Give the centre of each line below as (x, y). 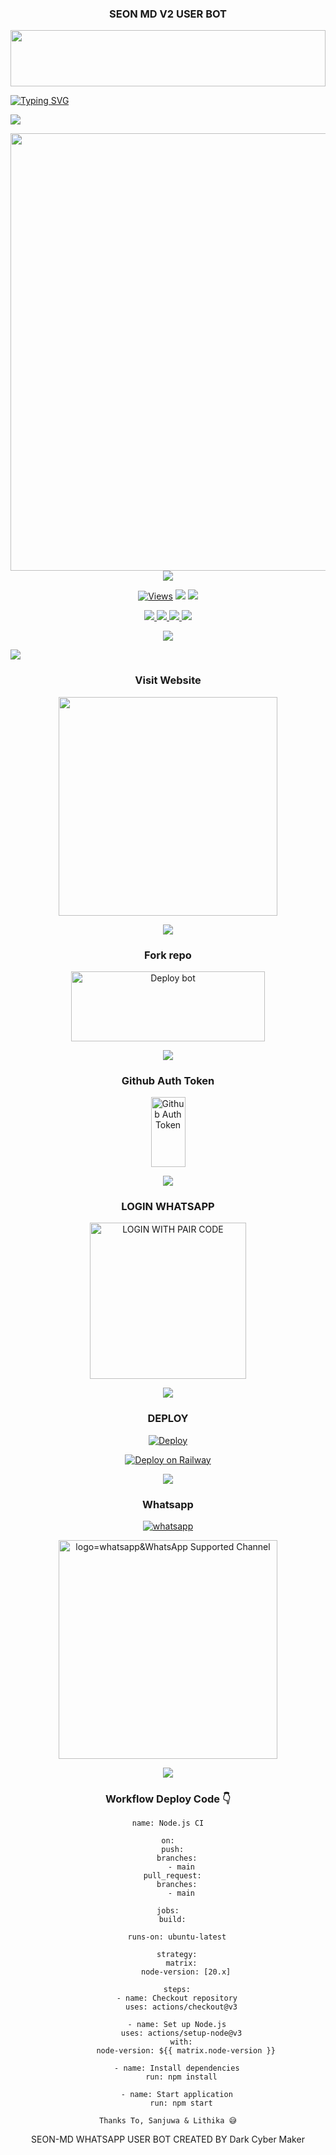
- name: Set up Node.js (177, 2025)
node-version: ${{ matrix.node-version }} (186, 2051)
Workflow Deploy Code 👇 (168, 1799)
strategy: (177, 1955)
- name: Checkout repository (177, 1998)
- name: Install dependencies (177, 2068)
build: (172, 1920)
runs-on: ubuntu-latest (177, 1937)
